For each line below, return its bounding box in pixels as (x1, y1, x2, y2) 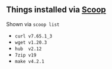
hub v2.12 (14, 46, 42, 52)
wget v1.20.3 (14, 39, 47, 45)
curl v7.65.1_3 (14, 33, 53, 39)
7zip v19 (14, 52, 37, 58)
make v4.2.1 (14, 58, 44, 64)
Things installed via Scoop (6, 5, 107, 15)
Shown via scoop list (6, 20, 60, 27)
